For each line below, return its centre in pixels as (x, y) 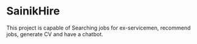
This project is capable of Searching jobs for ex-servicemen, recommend (98, 28)
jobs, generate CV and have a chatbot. (55, 34)
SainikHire (33, 11)
